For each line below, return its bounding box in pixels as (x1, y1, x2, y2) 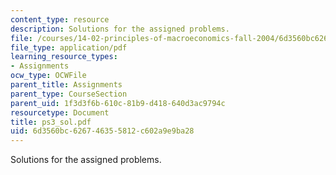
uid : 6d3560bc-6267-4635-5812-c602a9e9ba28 (10, 126, 195, 136)
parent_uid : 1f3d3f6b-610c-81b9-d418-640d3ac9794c (10, 98, 226, 108)
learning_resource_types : (10, 52, 118, 62)
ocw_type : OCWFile (10, 71, 87, 81)
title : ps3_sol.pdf (10, 117, 92, 127)
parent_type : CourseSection (10, 89, 128, 99)
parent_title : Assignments (10, 80, 123, 90)
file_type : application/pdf (10, 42, 128, 53)
